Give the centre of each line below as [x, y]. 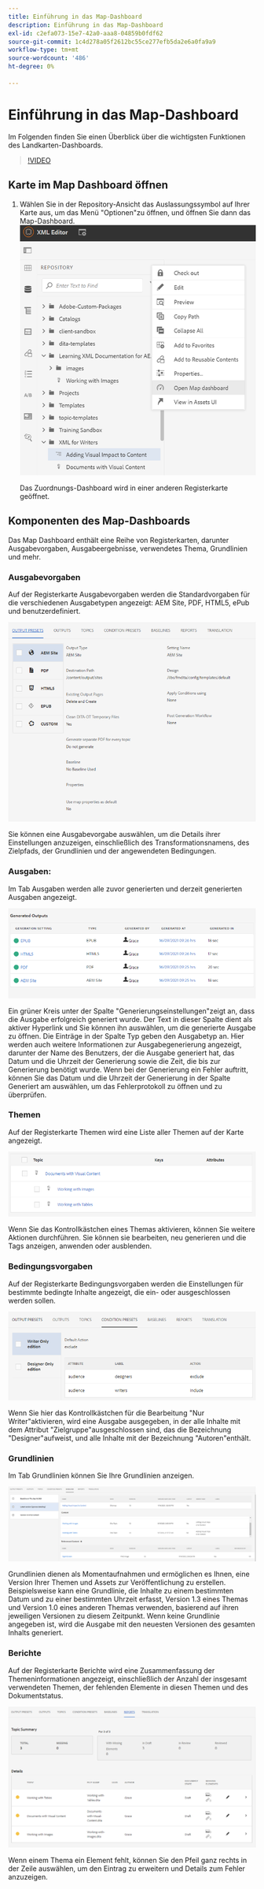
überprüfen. [27, 1095]
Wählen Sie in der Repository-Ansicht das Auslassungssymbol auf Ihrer [134, 204]
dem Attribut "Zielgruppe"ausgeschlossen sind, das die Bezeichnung [120, 1430]
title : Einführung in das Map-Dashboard [75, 17]
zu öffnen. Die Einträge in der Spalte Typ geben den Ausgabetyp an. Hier [126, 1036]
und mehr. [25, 556]
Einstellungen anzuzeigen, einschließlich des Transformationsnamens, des [129, 842]
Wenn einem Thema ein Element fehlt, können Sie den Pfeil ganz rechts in [128, 1860]
